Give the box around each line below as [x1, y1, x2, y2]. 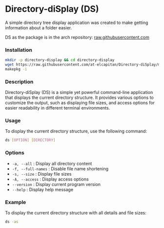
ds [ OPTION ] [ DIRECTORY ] [5, 138, 56, 143]
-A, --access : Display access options [12, 176, 89, 182]
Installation [5, 46, 33, 53]
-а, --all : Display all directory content [12, 160, 92, 166]
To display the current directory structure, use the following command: [5, 128, 147, 134]
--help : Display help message [12, 186, 74, 192]
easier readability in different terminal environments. [5, 105, 110, 111]
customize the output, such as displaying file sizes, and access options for [5, 100, 155, 106]
